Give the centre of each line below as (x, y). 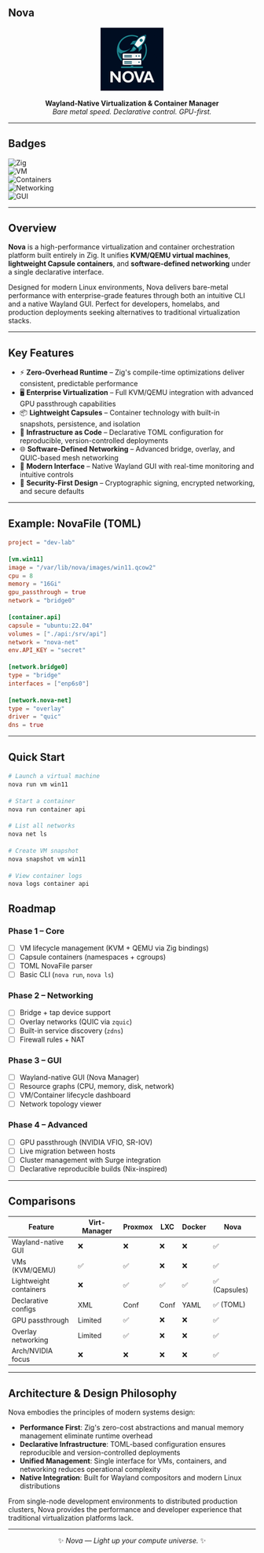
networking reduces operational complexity (90, 1470)
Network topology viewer (60, 1104)
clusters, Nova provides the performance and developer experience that (125, 1510)
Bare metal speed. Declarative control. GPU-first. (132, 111)
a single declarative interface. (56, 272)
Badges (27, 144)
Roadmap (32, 908)
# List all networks (42, 826)
